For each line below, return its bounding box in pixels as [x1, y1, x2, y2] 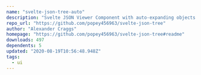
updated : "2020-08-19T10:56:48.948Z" [6, 48, 101, 54]
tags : [6, 54, 20, 60]
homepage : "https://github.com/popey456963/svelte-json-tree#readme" [6, 31, 185, 37]
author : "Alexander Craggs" [6, 25, 77, 32]
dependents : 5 [6, 43, 42, 49]
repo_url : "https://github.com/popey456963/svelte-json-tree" [6, 20, 166, 26]
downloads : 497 [6, 37, 45, 43]
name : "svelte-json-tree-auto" [6, 8, 85, 15]
